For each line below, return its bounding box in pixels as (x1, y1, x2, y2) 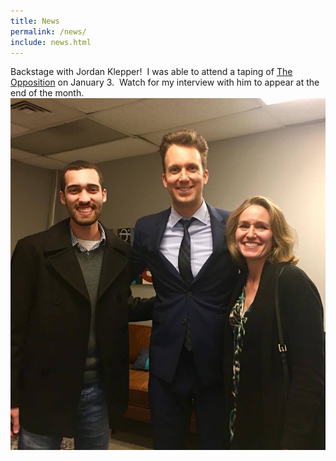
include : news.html (10, 37, 92, 47)
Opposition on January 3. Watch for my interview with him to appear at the (10, 76, 320, 89)
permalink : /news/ (10, 26, 87, 37)
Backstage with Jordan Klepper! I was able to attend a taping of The (10, 66, 293, 78)
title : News (10, 16, 60, 26)
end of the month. (10, 87, 85, 99)
